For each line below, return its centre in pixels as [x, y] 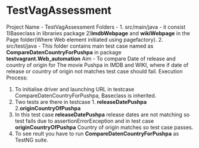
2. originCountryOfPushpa [48, 108]
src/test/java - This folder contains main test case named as [80, 46]
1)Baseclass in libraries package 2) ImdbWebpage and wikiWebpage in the [98, 33]
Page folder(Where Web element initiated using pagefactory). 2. [85, 39]
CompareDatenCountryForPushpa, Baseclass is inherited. [85, 95]
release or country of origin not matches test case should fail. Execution [94, 71]
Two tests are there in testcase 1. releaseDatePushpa [81, 101]
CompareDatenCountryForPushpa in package [64, 52]
